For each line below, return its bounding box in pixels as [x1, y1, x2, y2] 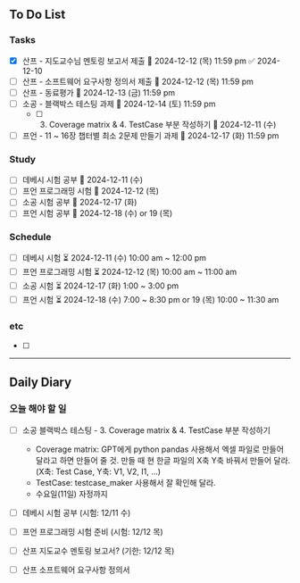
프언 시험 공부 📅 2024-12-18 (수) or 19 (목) [21, 208, 173, 219]
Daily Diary [9, 374, 72, 389]
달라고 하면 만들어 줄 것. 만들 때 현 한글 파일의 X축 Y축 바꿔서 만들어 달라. [35, 454, 291, 465]
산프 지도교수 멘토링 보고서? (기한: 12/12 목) [21, 546, 175, 556]
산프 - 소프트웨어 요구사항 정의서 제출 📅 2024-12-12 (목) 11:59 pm [21, 76, 254, 87]
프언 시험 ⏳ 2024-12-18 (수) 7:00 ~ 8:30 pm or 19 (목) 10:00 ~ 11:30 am [21, 294, 279, 304]
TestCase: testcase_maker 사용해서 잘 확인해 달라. [35, 477, 216, 487]
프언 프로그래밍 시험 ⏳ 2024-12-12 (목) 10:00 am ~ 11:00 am [21, 266, 237, 277]
